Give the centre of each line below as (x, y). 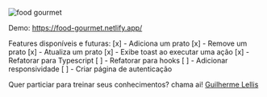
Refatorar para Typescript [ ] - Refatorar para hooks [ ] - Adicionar (118, 61)
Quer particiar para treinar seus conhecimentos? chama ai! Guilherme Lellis (133, 85)
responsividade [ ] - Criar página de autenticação (90, 69)
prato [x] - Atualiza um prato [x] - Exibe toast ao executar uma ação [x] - (129, 52)
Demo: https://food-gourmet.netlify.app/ (75, 28)
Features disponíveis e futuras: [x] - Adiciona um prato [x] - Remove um (128, 43)
